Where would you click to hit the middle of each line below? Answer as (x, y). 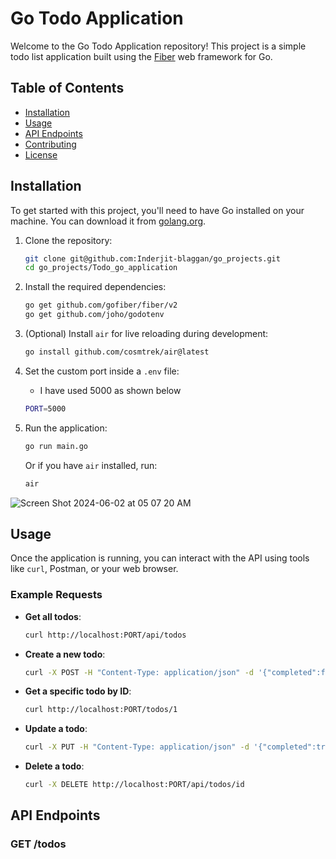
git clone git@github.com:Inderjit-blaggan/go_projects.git (152, 258)
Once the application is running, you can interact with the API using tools (160, 558)
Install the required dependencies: (95, 287)
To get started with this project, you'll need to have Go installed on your (157, 210)
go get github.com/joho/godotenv (94, 315)
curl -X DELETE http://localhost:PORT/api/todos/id (134, 785)
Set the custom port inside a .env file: (102, 371)
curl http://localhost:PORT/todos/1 (101, 710)
